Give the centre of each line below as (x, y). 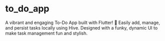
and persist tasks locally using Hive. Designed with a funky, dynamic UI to (81, 27)
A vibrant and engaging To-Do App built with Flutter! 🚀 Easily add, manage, (83, 22)
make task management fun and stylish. (46, 33)
